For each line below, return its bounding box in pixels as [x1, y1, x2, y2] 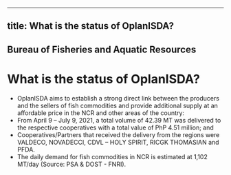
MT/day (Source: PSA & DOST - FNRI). [16, 160, 126, 168]
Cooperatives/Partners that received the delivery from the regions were [16, 130, 220, 138]
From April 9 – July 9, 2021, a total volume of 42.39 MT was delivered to [16, 116, 221, 124]
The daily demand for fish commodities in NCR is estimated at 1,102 [16, 152, 208, 161]
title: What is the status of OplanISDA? [7, 20, 174, 32]
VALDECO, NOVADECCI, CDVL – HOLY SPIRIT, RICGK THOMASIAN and [16, 138, 219, 146]
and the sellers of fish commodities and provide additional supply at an [16, 101, 219, 110]
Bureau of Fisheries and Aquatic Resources [7, 43, 197, 55]
